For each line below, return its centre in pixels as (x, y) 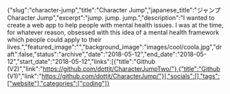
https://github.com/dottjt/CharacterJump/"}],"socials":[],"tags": (131, 76)
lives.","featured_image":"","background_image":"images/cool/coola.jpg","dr (114, 47)
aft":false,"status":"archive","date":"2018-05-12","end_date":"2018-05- (107, 54)
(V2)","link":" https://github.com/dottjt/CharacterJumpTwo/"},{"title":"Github (114, 69)
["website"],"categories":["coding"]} (58, 83)
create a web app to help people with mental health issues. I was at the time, (115, 25)
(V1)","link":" (25, 76)
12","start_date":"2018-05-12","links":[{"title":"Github (81, 61)
